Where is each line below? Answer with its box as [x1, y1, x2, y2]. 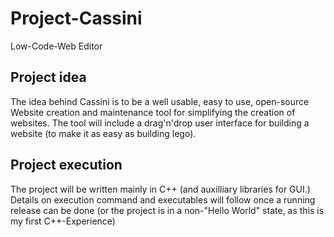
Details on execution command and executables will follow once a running [10, 193, 316, 206]
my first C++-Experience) [10, 215, 116, 227]
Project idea [10, 69, 87, 86]
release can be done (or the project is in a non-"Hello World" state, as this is [10, 204, 325, 216]
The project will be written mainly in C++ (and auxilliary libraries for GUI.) [10, 183, 311, 195]
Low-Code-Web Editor [10, 40, 103, 52]
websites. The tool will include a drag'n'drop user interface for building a [10, 117, 310, 129]
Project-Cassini [10, 7, 143, 30]
